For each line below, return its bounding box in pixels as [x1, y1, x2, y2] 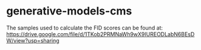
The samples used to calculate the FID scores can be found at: [6, 24, 163, 31]
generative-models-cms [6, 4, 132, 18]
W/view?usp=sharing [6, 37, 60, 44]
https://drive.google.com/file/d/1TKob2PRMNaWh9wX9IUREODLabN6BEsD [6, 30, 195, 37]
